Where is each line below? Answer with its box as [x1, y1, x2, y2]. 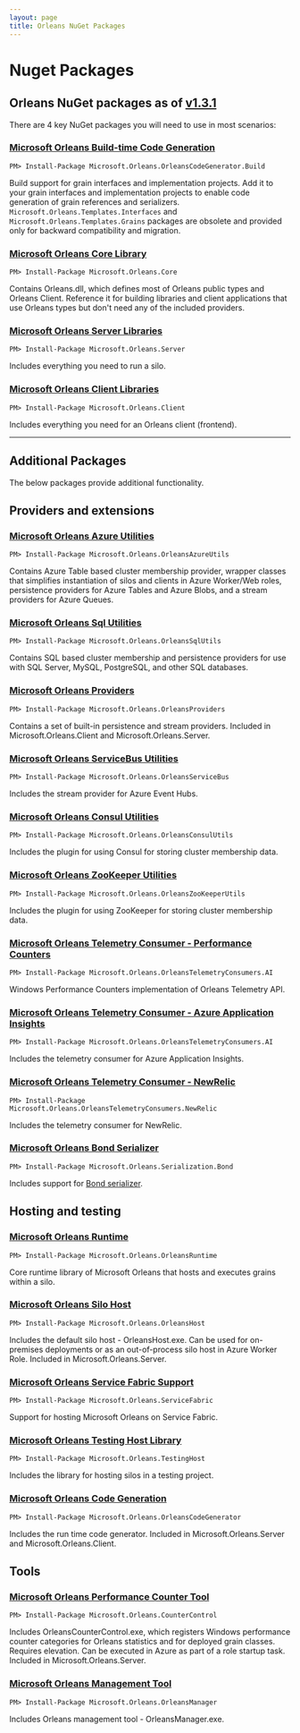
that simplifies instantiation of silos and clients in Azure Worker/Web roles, [9, 575, 282, 586]
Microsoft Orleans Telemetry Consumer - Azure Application [9, 1006, 274, 1018]
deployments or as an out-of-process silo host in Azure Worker [45, 1344, 278, 1355]
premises [9, 1344, 44, 1355]
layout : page [9, 13, 58, 22]
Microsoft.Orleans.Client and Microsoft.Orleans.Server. [9, 730, 211, 741]
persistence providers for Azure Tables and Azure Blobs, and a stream [9, 585, 268, 596]
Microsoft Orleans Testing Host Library [9, 1434, 182, 1447]
